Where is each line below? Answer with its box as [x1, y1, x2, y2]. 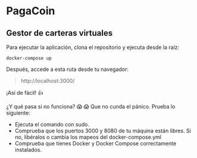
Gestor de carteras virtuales [6, 28, 113, 38]
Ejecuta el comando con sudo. [14, 121, 89, 128]
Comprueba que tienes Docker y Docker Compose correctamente [14, 140, 177, 147]
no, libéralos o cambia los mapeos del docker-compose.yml [14, 134, 162, 141]
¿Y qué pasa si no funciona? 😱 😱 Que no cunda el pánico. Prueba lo [6, 103, 176, 110]
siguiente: [6, 109, 31, 116]
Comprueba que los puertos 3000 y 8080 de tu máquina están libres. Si [14, 127, 192, 134]
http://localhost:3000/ [20, 78, 75, 84]
